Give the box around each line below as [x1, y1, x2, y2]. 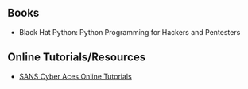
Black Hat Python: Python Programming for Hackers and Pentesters [18, 27, 241, 37]
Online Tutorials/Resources [7, 51, 146, 64]
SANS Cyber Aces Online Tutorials [18, 72, 132, 81]
